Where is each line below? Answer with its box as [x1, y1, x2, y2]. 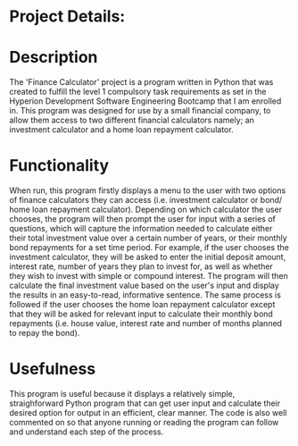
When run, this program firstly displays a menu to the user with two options [9, 185, 286, 196]
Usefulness [9, 359, 96, 379]
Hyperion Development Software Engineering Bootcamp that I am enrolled [9, 96, 282, 106]
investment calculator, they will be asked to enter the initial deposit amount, [9, 252, 286, 263]
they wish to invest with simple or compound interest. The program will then [9, 271, 288, 282]
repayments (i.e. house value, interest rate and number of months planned [9, 318, 283, 329]
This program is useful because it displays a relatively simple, [9, 389, 236, 399]
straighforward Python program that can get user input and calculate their [9, 398, 281, 408]
